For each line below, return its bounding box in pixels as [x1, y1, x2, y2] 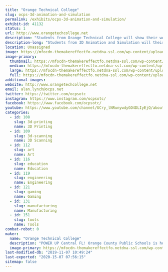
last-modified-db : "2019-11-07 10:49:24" [5, 250, 93, 255]
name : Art [14, 152, 35, 157]
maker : [5, 231, 19, 236]
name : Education [14, 166, 48, 171]
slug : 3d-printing [14, 119, 52, 124]
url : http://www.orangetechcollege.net [5, 31, 88, 36]
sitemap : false [5, 259, 37, 264]
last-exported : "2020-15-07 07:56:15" [5, 254, 86, 260]
